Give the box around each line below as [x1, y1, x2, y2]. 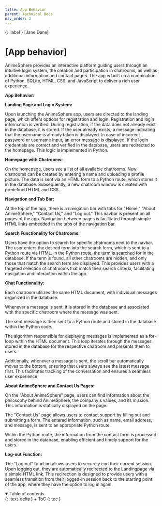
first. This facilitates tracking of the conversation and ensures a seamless [5, 368, 151, 374]
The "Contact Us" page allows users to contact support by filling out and [5, 412, 150, 418]
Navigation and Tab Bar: [5, 196, 55, 202]
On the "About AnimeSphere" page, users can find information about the [5, 392, 149, 398]
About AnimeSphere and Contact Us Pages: [5, 383, 95, 389]
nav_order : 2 [5, 16, 31, 21]
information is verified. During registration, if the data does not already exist [5, 122, 156, 128]
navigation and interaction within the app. [5, 271, 88, 277]
